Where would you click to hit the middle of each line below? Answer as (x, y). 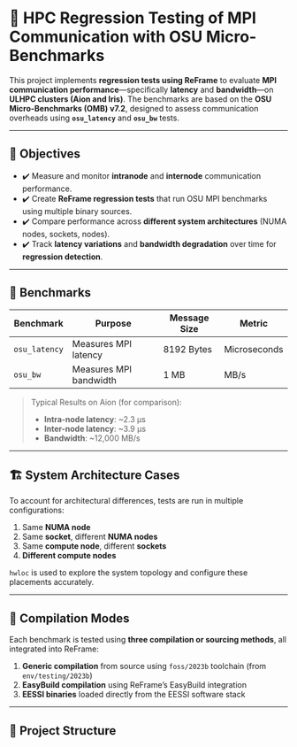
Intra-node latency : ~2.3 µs (95, 419)
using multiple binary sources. (77, 211)
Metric (254, 323)
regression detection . (62, 257)
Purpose (114, 323)
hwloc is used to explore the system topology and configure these (129, 573)
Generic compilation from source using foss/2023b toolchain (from (144, 666)
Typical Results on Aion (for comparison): (107, 402)
